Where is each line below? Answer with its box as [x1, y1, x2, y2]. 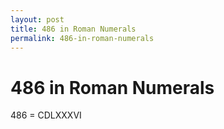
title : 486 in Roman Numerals [10, 24, 137, 34]
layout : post [10, 14, 65, 25]
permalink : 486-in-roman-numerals [10, 33, 155, 43]
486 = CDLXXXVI [10, 109, 82, 121]
